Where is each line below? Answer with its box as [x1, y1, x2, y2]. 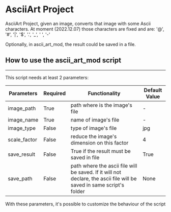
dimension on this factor [70, 139, 129, 146]
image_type [8, 124, 36, 131]
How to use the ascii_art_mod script [5, 56, 121, 65]
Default [144, 86, 162, 93]
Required [43, 89, 66, 97]
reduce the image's [70, 133, 117, 140]
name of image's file [70, 116, 120, 123]
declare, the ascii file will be [70, 175, 137, 182]
